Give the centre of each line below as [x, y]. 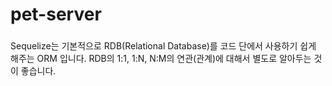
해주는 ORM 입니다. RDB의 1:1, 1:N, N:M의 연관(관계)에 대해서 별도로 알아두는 [161, 59]
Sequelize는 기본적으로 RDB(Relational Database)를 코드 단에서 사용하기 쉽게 [163, 46]
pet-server [56, 14]
